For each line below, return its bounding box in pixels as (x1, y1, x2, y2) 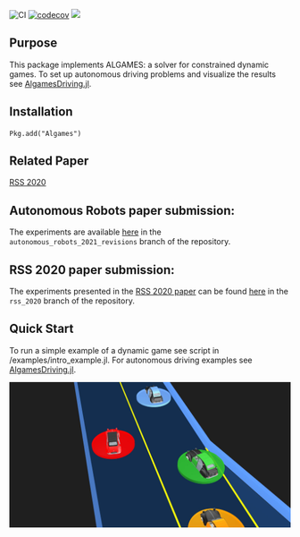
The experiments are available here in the (9, 226, 162, 237)
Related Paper (9, 153, 89, 169)
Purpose (9, 36, 58, 51)
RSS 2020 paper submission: (9, 262, 176, 277)
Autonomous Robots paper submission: (9, 202, 235, 218)
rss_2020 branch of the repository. (9, 295, 136, 306)
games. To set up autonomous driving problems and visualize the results (9, 68, 277, 80)
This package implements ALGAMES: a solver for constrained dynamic (9, 59, 270, 70)
